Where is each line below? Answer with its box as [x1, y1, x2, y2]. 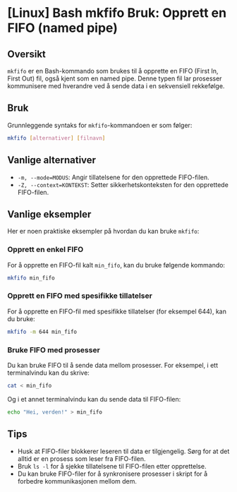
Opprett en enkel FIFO [7, 245, 84, 255]
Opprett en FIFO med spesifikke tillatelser [7, 291, 153, 301]
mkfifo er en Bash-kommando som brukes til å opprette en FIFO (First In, [7, 67, 219, 75]
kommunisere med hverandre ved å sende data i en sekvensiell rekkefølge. [7, 82, 225, 90]
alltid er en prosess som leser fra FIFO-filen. [17, 454, 146, 463]
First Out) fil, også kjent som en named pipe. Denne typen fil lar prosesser [7, 74, 222, 83]
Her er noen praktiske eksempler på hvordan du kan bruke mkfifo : [7, 227, 200, 236]
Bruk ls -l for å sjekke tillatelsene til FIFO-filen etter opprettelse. [17, 462, 207, 470]
